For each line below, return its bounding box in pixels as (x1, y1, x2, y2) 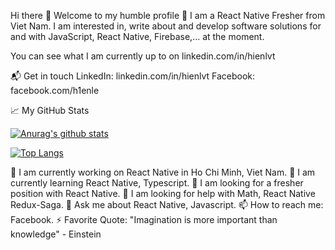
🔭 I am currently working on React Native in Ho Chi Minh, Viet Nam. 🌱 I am (10, 166, 316, 178)
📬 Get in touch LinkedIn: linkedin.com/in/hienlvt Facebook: (10, 70, 256, 82)
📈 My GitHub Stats (10, 105, 90, 116)
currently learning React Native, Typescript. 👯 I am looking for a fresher (10, 177, 304, 189)
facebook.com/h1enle (10, 85, 100, 96)
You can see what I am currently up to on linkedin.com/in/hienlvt (10, 50, 276, 62)
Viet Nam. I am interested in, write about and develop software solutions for (10, 20, 322, 32)
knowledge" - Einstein (10, 228, 102, 240)
